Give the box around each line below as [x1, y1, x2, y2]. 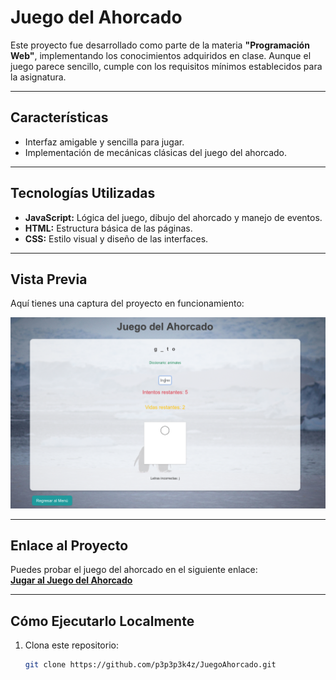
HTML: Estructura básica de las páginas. [24, 222, 193, 234]
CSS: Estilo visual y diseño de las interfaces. [24, 232, 209, 245]
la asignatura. [10, 71, 67, 83]
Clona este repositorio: [24, 639, 119, 651]
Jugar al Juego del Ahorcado [10, 574, 133, 586]
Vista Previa [10, 271, 88, 288]
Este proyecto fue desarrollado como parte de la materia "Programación [10, 39, 310, 51]
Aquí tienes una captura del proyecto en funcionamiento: [10, 297, 245, 310]
